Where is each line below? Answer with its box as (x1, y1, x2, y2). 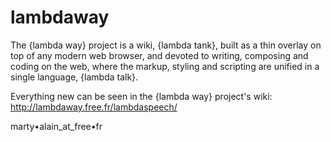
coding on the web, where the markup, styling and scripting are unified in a (10, 60, 320, 72)
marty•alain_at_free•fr (10, 120, 103, 132)
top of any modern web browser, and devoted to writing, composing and (10, 49, 309, 61)
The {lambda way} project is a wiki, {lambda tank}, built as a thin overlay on (10, 39, 322, 51)
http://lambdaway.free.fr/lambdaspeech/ (10, 101, 178, 113)
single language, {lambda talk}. (10, 71, 139, 83)
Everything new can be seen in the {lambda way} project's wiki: (10, 90, 273, 102)
